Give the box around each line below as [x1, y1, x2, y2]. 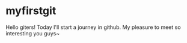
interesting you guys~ [5, 29, 60, 37]
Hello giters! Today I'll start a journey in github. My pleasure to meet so [5, 24, 181, 31]
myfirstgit [5, 4, 57, 18]
